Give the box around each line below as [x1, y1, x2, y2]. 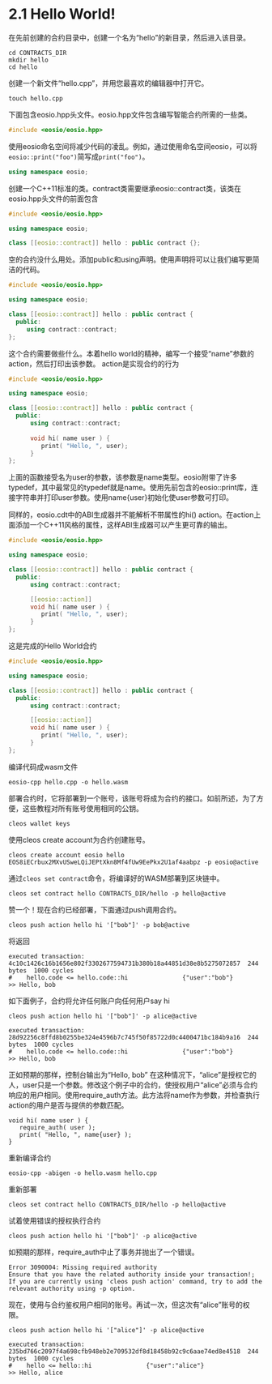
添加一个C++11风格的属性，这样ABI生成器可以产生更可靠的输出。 [15, 520, 232, 530]
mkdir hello [8, 56, 49, 64]
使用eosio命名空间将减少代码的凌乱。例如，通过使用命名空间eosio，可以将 [8, 141, 257, 151]
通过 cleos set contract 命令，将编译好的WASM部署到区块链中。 [8, 873, 224, 883]
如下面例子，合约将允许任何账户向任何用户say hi [8, 996, 170, 1006]
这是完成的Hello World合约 [8, 641, 97, 651]
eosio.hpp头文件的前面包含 [8, 194, 99, 203]
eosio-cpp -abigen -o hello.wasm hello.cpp [8, 1168, 158, 1177]
